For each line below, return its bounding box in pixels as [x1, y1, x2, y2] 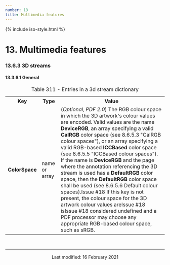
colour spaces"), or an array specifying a [60, 138, 158, 145]
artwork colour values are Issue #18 [60, 201, 146, 208]
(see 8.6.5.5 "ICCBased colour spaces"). [60, 150, 158, 157]
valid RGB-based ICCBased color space [60, 144, 157, 151]
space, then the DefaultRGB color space [60, 176, 157, 183]
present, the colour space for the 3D [60, 194, 147, 202]
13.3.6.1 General [5, 75, 39, 81]
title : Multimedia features [5, 12, 65, 17]
